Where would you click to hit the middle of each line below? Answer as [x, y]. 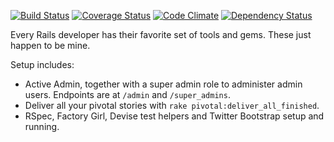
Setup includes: [42, 64]
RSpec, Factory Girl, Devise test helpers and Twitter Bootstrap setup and [174, 116]
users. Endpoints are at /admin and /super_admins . [127, 94]
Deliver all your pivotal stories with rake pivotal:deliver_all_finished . [172, 105]
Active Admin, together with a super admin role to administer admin [163, 84]
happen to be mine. [50, 45]
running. [42, 126]
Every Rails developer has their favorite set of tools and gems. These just [161, 34]
